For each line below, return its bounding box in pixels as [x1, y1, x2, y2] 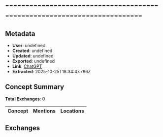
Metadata [5, 29, 35, 38]
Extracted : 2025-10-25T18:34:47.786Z [12, 69, 91, 74]
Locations [60, 108, 85, 114]
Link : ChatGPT [12, 63, 42, 69]
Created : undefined [12, 48, 53, 54]
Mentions [33, 108, 56, 114]
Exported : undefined [12, 58, 55, 64]
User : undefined [12, 43, 46, 48]
